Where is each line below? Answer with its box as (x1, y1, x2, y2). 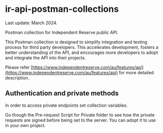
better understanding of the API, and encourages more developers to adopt (5, 49, 159, 55)
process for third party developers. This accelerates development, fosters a (5, 44, 159, 50)
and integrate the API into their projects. (5, 54, 86, 60)
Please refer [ (5, 64, 33, 70)
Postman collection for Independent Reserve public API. (5, 29, 119, 35)
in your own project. (5, 122, 46, 128)
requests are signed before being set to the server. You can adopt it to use (5, 117, 156, 123)
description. (5, 75, 30, 81)
